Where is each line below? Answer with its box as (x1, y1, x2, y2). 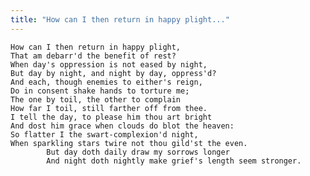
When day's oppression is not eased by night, (10, 59, 208, 70)
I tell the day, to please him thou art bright (10, 112, 213, 122)
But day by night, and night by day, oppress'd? (10, 68, 217, 78)
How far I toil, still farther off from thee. (10, 103, 208, 113)
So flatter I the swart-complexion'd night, (10, 129, 199, 140)
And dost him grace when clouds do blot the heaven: (10, 121, 235, 131)
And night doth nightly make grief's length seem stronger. (46, 156, 302, 166)
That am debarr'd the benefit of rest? (10, 51, 177, 61)
